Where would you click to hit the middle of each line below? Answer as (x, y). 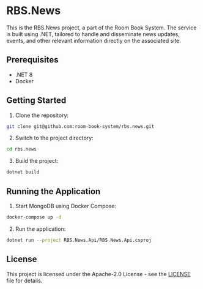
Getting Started (36, 101)
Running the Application (54, 191)
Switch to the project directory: (54, 138)
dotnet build (23, 172)
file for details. (24, 280)
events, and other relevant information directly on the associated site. (94, 40)
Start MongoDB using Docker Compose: (66, 206)
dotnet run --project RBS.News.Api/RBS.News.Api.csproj (79, 240)
